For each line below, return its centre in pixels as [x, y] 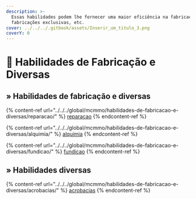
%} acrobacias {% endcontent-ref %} [105, 190]
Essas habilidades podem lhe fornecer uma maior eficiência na [90, 17]
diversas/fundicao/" [30, 152]
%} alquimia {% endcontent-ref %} [96, 134]
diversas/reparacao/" [32, 116]
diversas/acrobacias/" [33, 190]
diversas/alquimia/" [29, 134]
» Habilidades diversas [49, 170]
